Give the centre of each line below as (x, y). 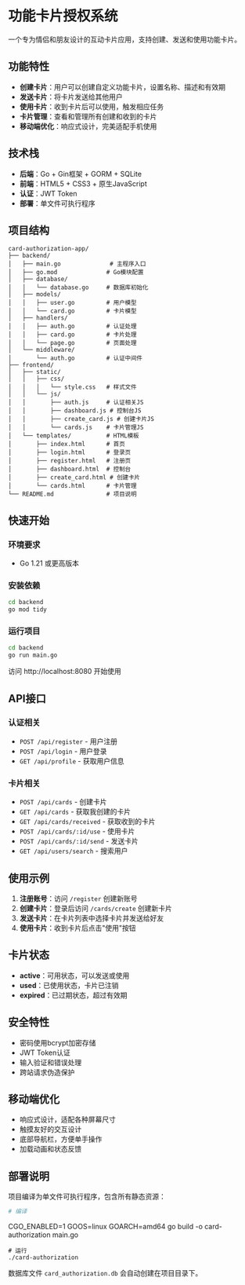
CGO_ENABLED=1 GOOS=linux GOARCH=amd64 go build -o (106, 1227)
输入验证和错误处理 (50, 1062)
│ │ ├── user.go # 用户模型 (72, 303)
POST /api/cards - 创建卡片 (63, 802)
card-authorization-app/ (49, 249)
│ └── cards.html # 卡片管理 (72, 486)
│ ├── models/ (34, 295)
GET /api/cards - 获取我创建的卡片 (75, 812)
